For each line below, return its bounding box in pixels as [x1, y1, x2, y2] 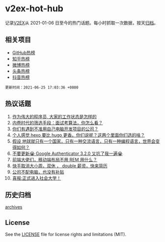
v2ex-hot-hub [5, 3, 64, 14]
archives [5, 204, 23, 210]
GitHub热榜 [12, 50, 35, 56]
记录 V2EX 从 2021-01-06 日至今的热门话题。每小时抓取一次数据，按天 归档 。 [5, 20, 159, 26]
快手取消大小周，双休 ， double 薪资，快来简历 [12, 163, 108, 169]
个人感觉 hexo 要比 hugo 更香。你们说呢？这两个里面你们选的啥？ [12, 132, 145, 138]
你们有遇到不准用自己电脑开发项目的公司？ [12, 126, 99, 132]
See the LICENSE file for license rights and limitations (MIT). [5, 232, 127, 238]
